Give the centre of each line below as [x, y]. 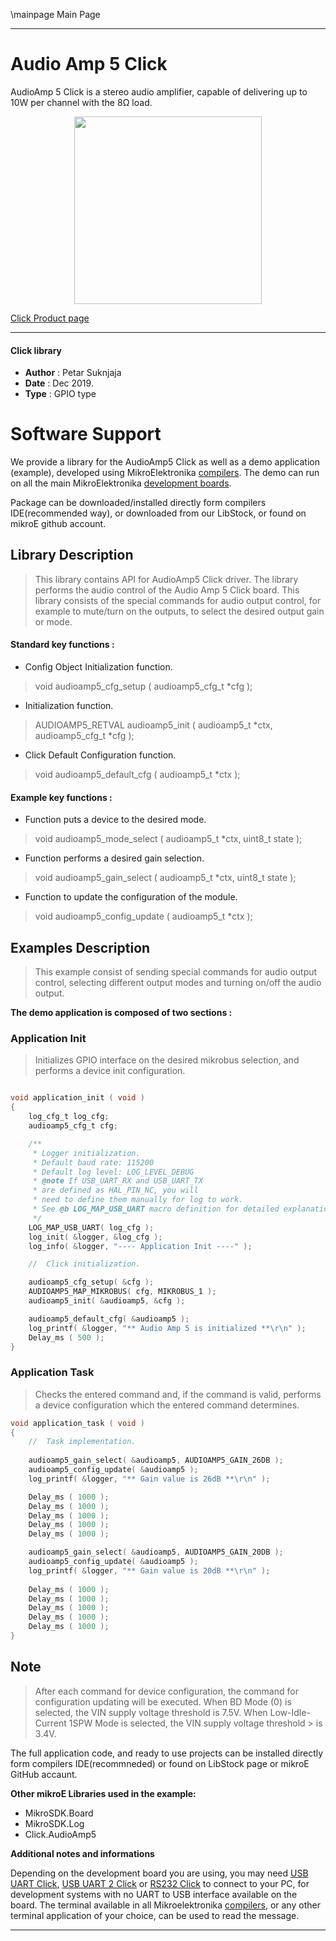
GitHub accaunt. [44, 1774]
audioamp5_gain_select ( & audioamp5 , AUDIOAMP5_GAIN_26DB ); [156, 1460]
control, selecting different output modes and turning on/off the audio [178, 983]
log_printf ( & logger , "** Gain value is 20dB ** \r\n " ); [149, 1570]
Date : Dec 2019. [59, 383]
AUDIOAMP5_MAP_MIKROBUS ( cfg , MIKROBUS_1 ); [122, 1292]
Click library [36, 350]
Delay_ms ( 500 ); [66, 1337]
